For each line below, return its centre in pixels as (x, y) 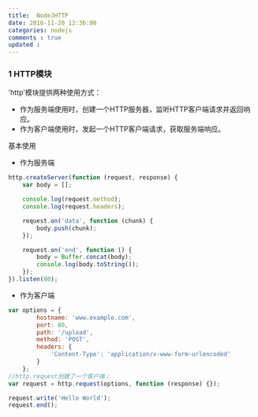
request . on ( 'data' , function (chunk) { (88, 221)
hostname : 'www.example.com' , (86, 317)
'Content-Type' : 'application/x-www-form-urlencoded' (140, 355)
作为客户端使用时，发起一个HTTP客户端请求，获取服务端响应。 (122, 129)
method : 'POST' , (63, 340)
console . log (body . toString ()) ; (88, 265)
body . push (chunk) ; (67, 228)
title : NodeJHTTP (38, 15)
